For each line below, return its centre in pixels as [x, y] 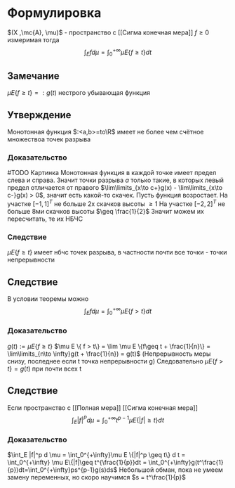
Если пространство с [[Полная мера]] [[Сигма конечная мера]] [103, 407]
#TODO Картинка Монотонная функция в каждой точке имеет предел [112, 173]
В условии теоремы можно [48, 299]
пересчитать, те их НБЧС [45, 219]
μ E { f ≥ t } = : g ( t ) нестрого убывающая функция [79, 93]
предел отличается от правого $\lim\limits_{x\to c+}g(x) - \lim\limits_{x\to [115, 188]
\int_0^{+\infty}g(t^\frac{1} [186, 463]
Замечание [33, 76]
